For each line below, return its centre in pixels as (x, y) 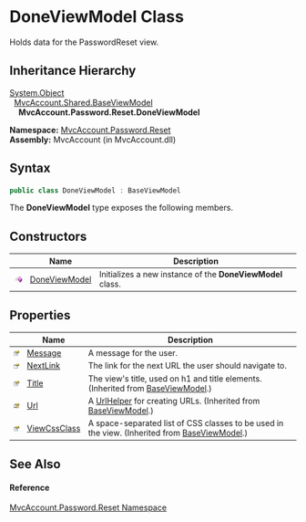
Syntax (30, 168)
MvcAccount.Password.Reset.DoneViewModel (109, 112)
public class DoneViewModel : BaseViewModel (95, 190)
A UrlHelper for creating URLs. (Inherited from (174, 401)
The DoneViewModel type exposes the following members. (122, 208)
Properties (40, 315)
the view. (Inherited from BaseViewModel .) (168, 433)
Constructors (48, 236)
